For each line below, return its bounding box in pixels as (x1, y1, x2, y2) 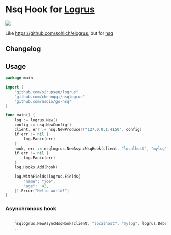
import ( (5, 85, 24, 90)
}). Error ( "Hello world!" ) (14, 188, 70, 193)
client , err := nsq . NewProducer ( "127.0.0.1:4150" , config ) (14, 127, 142, 132)
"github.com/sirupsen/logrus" (14, 89, 79, 95)
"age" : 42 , (23, 183, 49, 189)
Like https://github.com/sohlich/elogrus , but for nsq (5, 30, 113, 36)
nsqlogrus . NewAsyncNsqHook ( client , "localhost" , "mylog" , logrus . (14, 221, 158, 226)
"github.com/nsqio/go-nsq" (14, 99, 72, 104)
